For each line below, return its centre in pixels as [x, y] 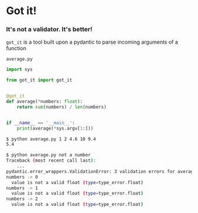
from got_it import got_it [39, 80]
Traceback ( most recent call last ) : [51, 160]
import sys [19, 70]
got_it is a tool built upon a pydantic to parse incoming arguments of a [92, 42]
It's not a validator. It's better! [49, 30]
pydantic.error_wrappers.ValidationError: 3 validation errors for [91, 171]
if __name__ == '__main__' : [41, 123]
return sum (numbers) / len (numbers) [62, 107]
